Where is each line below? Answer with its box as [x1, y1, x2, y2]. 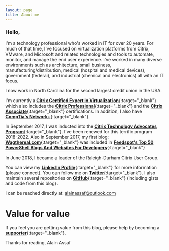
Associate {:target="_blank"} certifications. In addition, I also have [5, 108, 142, 114]
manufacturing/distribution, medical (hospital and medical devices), [5, 67, 146, 73]
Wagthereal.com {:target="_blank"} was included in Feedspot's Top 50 [5, 139, 154, 145]
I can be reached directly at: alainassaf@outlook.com [5, 190, 116, 196]
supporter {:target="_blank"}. [5, 230, 66, 236]
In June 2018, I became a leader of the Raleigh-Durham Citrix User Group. [5, 155, 159, 161]
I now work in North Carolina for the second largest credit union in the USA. [5, 87, 162, 93]
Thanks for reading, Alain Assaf [5, 239, 71, 245]
